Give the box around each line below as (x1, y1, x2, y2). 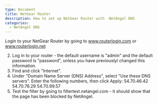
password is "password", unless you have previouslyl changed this (12, 58, 145, 64)
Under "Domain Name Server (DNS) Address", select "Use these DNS (12, 73, 151, 79)
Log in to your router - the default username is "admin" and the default (12, 52, 153, 58)
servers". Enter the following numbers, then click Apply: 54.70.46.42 (12, 78, 148, 84)
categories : (5, 20, 29, 26)
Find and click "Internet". (12, 68, 62, 74)
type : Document (5, 7, 36, 12)
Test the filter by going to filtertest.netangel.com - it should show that (12, 89, 151, 94)
